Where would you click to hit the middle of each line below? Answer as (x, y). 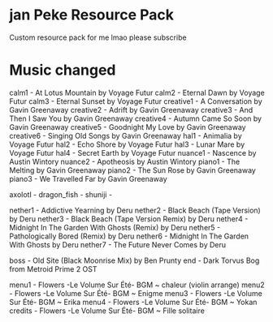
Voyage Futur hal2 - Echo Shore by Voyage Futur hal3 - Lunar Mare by (127, 144)
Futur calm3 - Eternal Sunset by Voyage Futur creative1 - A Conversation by (136, 101)
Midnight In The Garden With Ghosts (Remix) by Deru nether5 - (115, 227)
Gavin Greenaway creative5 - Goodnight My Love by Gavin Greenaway (128, 127)
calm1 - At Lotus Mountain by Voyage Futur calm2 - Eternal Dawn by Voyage (137, 92)
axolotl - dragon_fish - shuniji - (61, 194)
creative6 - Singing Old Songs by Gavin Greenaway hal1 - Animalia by (126, 135)
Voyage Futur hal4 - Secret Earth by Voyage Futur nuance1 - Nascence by (133, 152)
